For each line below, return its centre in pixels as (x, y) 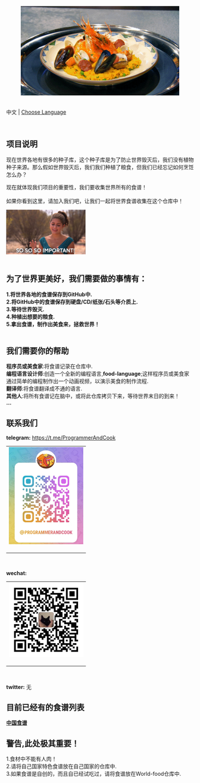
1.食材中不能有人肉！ (32, 759)
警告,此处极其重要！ (43, 743)
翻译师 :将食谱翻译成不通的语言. (44, 389)
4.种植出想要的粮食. (31, 316)
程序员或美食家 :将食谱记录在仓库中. (50, 366)
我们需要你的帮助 (37, 351)
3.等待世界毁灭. (25, 309)
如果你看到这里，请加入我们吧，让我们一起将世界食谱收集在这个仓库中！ (95, 201)
